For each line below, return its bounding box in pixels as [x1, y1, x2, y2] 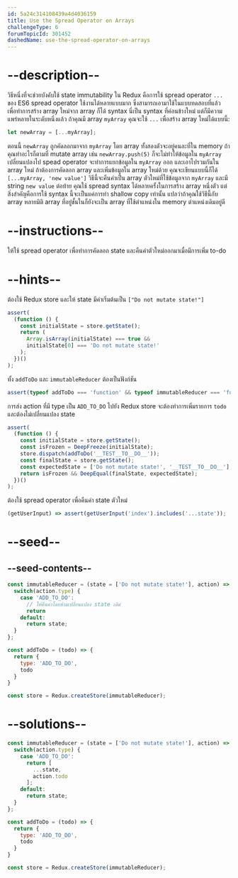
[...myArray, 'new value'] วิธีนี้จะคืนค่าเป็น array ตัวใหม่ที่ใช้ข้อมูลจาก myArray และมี [7, 173, 228, 182]
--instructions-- [7, 223, 104, 239]
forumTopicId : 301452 [7, 30, 72, 38]
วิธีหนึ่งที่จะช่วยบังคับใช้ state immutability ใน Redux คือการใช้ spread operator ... [7, 91, 223, 99]
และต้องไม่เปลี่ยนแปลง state [7, 409, 76, 418]
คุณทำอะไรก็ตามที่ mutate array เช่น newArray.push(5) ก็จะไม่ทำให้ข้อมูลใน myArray [7, 150, 222, 158]
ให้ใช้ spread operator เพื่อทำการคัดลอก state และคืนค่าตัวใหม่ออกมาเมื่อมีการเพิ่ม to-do [7, 246, 227, 255]
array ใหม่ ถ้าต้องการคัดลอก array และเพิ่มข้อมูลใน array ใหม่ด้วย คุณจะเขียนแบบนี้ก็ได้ [7, 165, 218, 174]
